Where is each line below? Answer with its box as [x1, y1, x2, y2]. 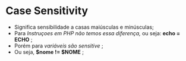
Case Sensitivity [5, 4, 89, 18]
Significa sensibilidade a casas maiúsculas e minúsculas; [14, 23, 154, 30]
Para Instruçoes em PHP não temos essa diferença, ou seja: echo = [14, 29, 181, 36]
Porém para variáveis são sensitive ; [14, 42, 103, 49]
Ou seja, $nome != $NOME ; [14, 48, 84, 55]
